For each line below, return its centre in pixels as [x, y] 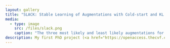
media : [12, 19]
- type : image [25, 24]
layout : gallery [22, 10]
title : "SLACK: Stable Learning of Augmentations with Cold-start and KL [85, 14]
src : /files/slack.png [38, 28]
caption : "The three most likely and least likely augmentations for [89, 33]
